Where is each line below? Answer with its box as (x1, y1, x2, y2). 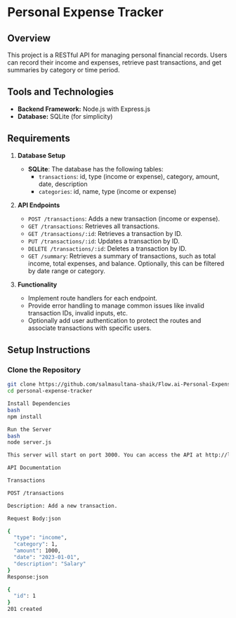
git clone (7, 381, 37, 388)
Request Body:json (7, 515, 61, 522)
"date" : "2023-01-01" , (13, 554, 80, 561)
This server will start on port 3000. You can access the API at (7, 452, 202, 459)
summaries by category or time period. (7, 66, 120, 74)
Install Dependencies (7, 400, 71, 407)
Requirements (7, 133, 70, 145)
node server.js (7, 439, 52, 446)
